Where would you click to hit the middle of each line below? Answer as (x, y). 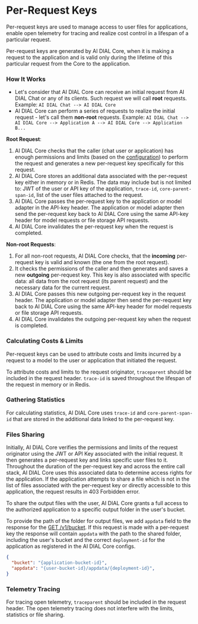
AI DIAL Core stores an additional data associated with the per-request (101, 176)
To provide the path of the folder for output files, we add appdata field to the (99, 521)
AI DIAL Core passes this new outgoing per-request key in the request (100, 294)
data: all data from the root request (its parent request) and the (91, 281)
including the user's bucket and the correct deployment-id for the (86, 540)
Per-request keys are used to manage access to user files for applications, (97, 27)
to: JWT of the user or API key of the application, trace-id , (87, 189)
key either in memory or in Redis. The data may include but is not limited (103, 183)
